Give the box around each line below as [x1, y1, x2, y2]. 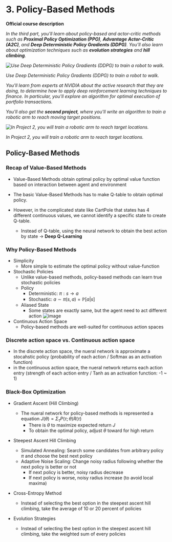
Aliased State [20, 302, 49, 308]
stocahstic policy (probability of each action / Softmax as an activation [13, 353, 162, 360]
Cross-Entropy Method [13, 490, 62, 496]
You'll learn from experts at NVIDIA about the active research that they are [6, 82, 164, 88]
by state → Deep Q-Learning [20, 233, 82, 239]
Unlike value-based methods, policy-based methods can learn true [20, 274, 162, 280]
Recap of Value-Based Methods [6, 164, 87, 172]
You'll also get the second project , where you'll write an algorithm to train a [6, 108, 166, 115]
